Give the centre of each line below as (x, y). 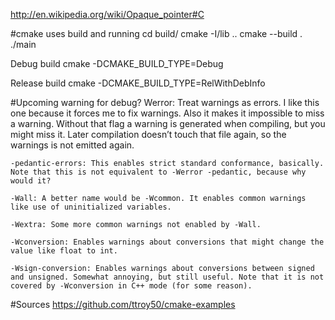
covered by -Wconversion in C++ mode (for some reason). (131, 286)
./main (23, 44)
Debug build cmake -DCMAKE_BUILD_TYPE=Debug (117, 63)
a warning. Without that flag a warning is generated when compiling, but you (168, 123)
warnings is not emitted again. (72, 145)
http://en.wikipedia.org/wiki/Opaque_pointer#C (107, 14)
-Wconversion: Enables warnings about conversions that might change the (167, 242)
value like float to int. (64, 251)
